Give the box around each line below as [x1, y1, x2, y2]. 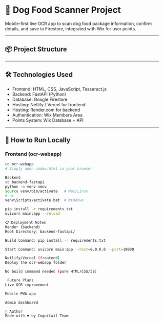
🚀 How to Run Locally [5, 136, 71, 144]
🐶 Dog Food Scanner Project [5, 4, 121, 16]
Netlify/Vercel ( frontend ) [5, 255, 60, 261]
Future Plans [7, 278, 34, 283]
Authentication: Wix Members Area [12, 112, 83, 118]
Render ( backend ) [5, 225, 41, 230]
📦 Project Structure [5, 45, 67, 53]
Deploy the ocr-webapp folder [5, 260, 67, 265]
